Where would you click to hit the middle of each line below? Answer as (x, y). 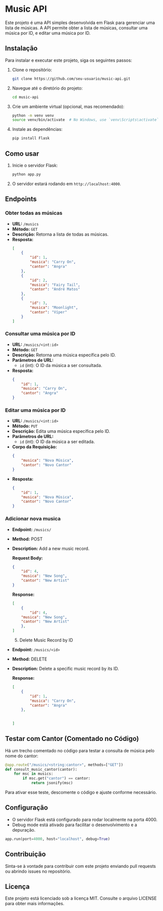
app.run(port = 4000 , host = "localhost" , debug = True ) (58, 839)
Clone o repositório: (32, 70)
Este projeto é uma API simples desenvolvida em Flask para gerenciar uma (80, 23)
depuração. (24, 830)
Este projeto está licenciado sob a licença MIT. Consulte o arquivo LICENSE (81, 898)
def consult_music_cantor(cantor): (41, 769)
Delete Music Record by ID (46, 640)
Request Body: (27, 558)
